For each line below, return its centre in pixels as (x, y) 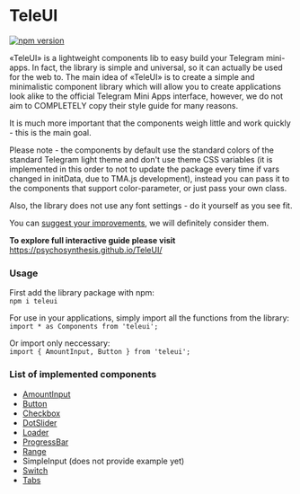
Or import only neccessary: (60, 343)
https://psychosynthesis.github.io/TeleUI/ (86, 250)
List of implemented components (83, 375)
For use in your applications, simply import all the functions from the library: (150, 318)
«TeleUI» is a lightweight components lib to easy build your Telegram (137, 57)
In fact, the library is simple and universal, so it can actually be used (157, 67)
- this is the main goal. (50, 132)
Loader (35, 432)
